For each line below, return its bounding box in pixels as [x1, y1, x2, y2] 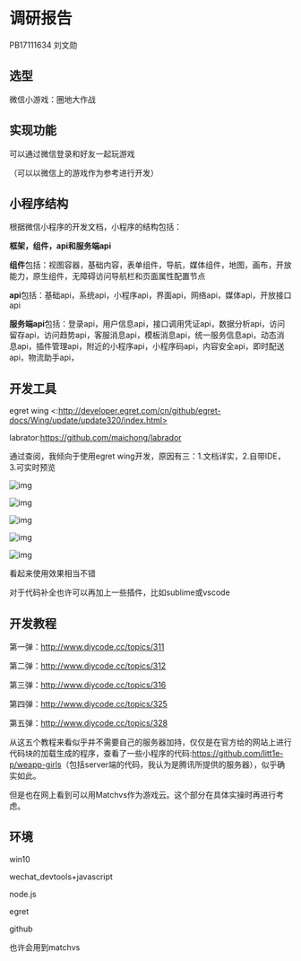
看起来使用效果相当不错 [9, 568, 96, 579]
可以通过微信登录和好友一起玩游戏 [9, 148, 135, 159]
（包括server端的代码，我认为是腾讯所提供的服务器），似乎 [61, 759, 278, 770]
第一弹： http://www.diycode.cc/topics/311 [9, 642, 165, 651]
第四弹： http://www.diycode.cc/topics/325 [9, 699, 168, 709]
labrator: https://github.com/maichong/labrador [9, 432, 182, 443]
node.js [9, 888, 38, 899]
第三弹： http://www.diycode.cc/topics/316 [9, 679, 167, 690]
